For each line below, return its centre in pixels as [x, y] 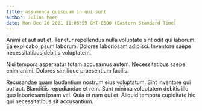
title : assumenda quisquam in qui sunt [56, 12]
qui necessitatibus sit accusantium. [50, 101]
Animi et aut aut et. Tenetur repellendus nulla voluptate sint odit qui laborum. [101, 40]
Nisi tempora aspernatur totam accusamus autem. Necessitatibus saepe [96, 64]
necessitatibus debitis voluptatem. [49, 53]
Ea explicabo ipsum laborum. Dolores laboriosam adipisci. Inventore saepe [99, 46]
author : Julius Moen [32, 17]
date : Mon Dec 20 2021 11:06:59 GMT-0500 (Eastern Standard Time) [91, 23]
